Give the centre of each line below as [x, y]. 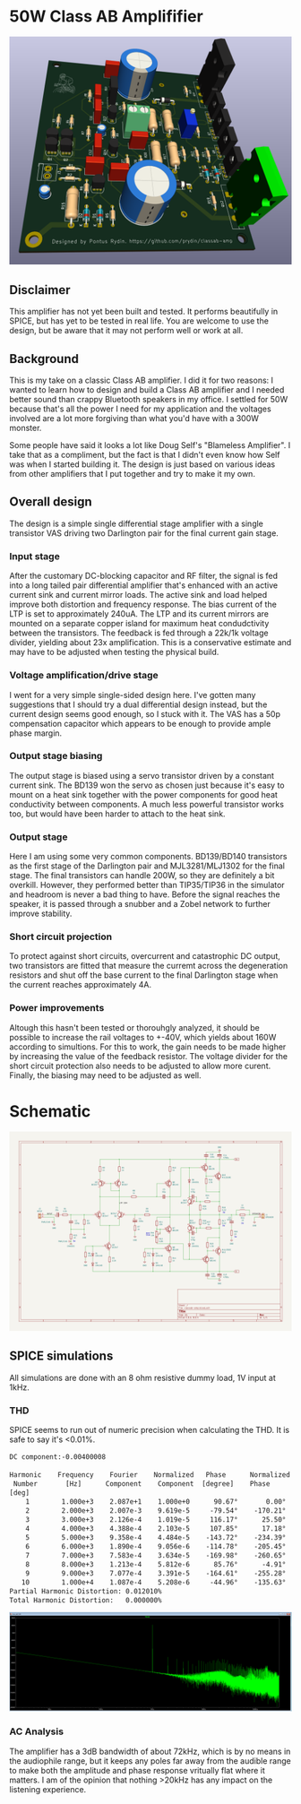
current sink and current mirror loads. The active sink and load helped [138, 595]
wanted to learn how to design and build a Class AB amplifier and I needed [147, 390]
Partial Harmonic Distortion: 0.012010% [86, 1592]
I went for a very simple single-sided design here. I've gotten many [133, 695]
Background [44, 359]
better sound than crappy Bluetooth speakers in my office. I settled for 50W [149, 400]
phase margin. [36, 733]
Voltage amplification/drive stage [84, 676]
